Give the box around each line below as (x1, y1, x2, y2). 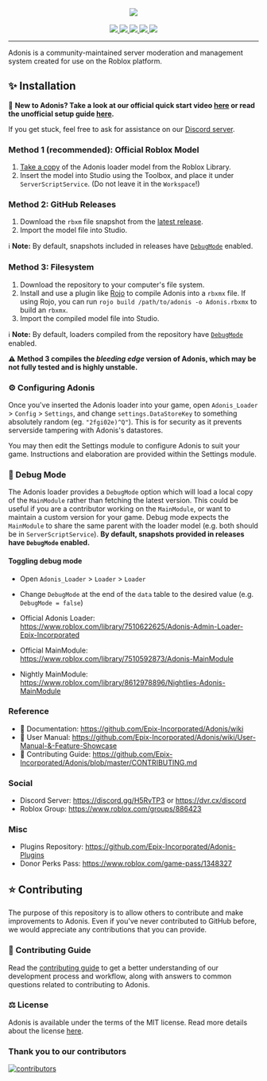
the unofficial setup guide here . (8, 109, 114, 118)
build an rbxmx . (19, 305, 68, 315)
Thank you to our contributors (8, 1045, 127, 1056)
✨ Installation (8, 79, 76, 93)
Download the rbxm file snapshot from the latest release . (19, 217, 204, 227)
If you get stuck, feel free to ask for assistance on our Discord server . (8, 124, 236, 134)
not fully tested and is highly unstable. (8, 362, 138, 372)
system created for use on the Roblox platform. (8, 56, 163, 66)
